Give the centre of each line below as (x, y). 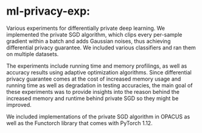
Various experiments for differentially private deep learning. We (86, 28)
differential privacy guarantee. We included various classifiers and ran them (101, 48)
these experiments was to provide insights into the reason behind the (93, 92)
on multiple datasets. (33, 54)
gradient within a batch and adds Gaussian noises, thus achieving (89, 41)
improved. (19, 104)
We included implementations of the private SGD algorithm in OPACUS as (98, 117)
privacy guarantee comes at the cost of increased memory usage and (94, 79)
